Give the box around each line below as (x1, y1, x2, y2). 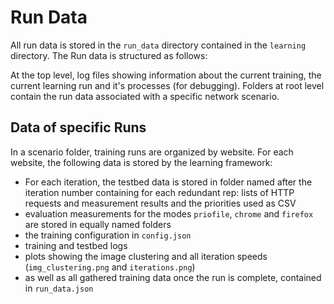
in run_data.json (24, 282, 94, 294)
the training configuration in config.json (24, 229, 192, 241)
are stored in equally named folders (24, 218, 172, 230)
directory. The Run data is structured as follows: (10, 49, 208, 61)
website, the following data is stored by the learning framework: (10, 156, 273, 168)
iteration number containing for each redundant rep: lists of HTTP (24, 186, 295, 198)
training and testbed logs (24, 239, 128, 251)
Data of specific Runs (10, 119, 147, 136)
